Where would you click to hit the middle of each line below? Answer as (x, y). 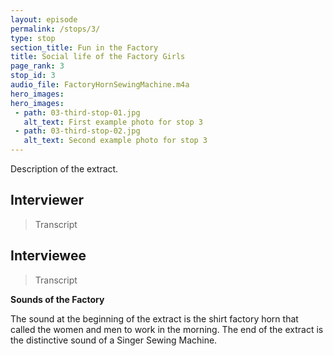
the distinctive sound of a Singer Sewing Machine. (114, 340)
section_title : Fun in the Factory (84, 47)
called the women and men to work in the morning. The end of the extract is (167, 329)
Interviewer (47, 200)
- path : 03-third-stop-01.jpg (77, 112)
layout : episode (44, 19)
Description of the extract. (64, 169)
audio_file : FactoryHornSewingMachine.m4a (100, 85)
